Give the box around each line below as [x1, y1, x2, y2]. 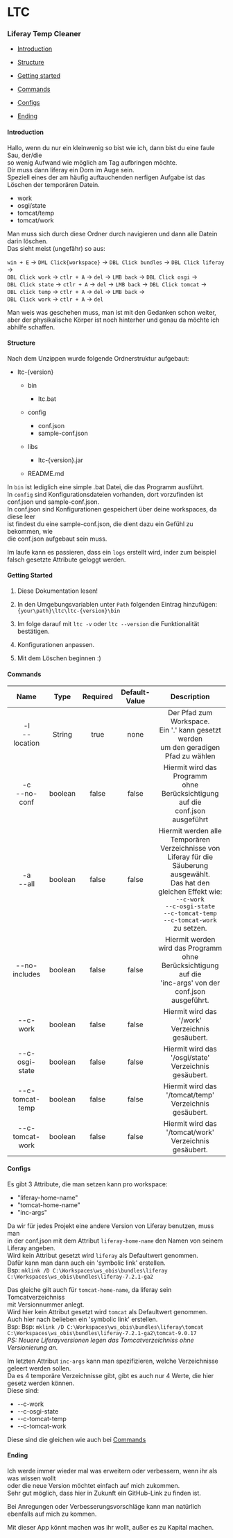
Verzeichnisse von [160, 844, 221, 853]
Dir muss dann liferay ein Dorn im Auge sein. [7, 165, 135, 174]
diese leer [7, 512, 36, 521]
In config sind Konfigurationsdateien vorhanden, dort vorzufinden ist [7, 490, 203, 498]
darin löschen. [7, 237, 49, 245]
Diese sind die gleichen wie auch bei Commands [7, 1435, 146, 1443]
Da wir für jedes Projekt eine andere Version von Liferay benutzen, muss [7, 1221, 214, 1230]
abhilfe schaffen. [7, 322, 55, 331]
